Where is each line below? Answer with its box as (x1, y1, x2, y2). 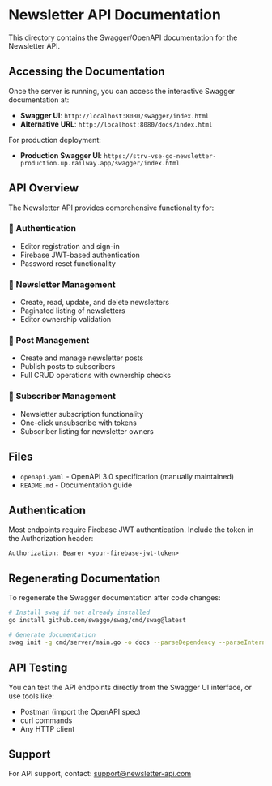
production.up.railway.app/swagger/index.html (19, 159, 181, 167)
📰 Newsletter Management (8, 278, 116, 290)
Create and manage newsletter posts (19, 353, 144, 363)
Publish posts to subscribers (19, 362, 116, 372)
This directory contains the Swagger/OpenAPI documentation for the (8, 32, 238, 42)
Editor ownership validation (19, 315, 112, 324)
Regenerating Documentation (8, 571, 161, 585)
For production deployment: (8, 135, 101, 144)
